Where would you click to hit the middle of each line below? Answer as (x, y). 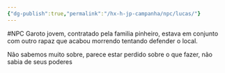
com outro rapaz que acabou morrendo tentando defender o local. (103, 41)
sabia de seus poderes (40, 62)
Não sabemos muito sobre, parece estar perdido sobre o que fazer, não (110, 54)
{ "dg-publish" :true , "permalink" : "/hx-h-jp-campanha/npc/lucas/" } (104, 14)
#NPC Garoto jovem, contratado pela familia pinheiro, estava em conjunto (113, 33)
